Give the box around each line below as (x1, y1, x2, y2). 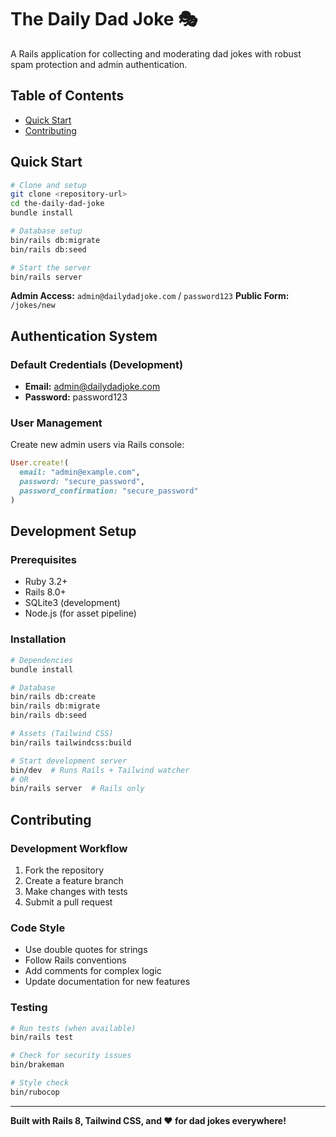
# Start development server (10, 756, 128, 766)
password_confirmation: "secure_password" (19, 486, 199, 496)
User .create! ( (10, 458, 70, 468)
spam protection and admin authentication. (10, 58, 188, 70)
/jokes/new (10, 301, 56, 311)
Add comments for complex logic (24, 965, 162, 977)
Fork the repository (24, 864, 105, 876)
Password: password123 (24, 391, 128, 403)
